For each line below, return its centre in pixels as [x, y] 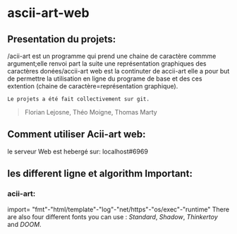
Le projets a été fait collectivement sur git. [79, 99]
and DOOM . [24, 224]
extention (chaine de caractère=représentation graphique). [93, 86]
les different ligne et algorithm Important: [100, 174]
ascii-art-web [48, 13]
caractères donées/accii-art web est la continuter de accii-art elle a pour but [119, 71]
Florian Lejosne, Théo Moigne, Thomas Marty [91, 112]
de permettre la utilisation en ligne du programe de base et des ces [105, 78]
